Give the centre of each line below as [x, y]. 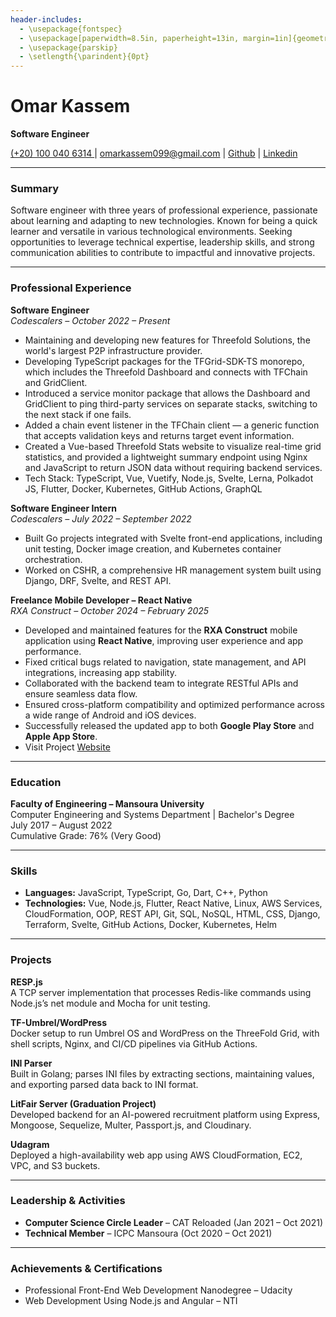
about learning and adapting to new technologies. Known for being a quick [164, 221]
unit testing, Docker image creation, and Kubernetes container [153, 548]
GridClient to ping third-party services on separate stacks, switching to [171, 403]
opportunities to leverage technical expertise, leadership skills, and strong [162, 242]
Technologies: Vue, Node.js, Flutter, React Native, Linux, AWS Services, [173, 903]
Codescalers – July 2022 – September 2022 [101, 518]
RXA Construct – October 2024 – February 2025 [110, 610]
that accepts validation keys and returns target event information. [159, 435]
